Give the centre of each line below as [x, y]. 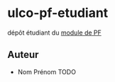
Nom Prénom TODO [47, 71]
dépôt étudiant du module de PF [54, 33]
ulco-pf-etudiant [58, 13]
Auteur [23, 55]
